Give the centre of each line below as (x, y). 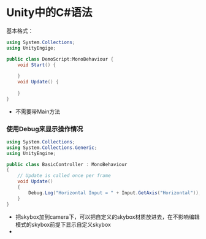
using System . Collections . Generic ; (52, 148)
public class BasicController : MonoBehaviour (67, 164)
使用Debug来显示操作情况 (45, 129)
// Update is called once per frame (64, 176)
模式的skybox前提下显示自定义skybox (63, 224)
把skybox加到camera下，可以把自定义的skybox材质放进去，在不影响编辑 (107, 217)
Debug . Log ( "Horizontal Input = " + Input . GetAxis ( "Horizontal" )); (115, 193)
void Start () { (37, 65)
